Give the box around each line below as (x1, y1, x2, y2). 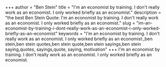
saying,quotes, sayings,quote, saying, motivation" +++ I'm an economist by (5, 47, 161, 52)
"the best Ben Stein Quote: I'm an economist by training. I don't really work (5, 15, 159, 20)
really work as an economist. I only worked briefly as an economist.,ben (5, 36, 153, 42)
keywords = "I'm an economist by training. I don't (58, 31, 160, 36)
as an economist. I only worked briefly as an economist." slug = (5, 20, 136, 26)
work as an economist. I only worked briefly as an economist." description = (5, 9, 162, 15)
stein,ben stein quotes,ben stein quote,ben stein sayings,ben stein (5, 41, 141, 47)
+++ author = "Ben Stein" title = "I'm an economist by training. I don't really (5, 4, 160, 10)
